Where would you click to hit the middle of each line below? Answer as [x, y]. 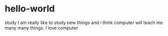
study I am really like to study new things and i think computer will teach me [84, 22]
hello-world [30, 9]
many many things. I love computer [41, 27]
